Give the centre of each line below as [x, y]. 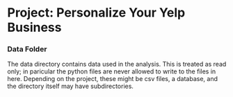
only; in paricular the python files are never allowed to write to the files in [112, 71]
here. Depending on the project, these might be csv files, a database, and [112, 79]
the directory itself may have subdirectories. [71, 86]
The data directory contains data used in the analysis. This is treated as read [117, 64]
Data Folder [27, 49]
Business [34, 27]
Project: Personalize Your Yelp [96, 13]
